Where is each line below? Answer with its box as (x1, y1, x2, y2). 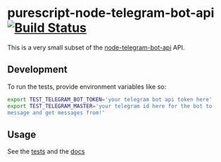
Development (7, 63, 68, 75)
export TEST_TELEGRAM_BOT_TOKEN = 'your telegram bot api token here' (7, 96, 213, 103)
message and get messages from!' (7, 109, 106, 116)
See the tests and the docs (7, 147, 85, 156)
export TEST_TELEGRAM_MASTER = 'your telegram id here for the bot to (7, 102, 213, 110)
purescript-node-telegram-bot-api (7, 5, 215, 21)
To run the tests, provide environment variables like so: (7, 82, 167, 91)
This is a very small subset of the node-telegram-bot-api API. (7, 43, 185, 51)
